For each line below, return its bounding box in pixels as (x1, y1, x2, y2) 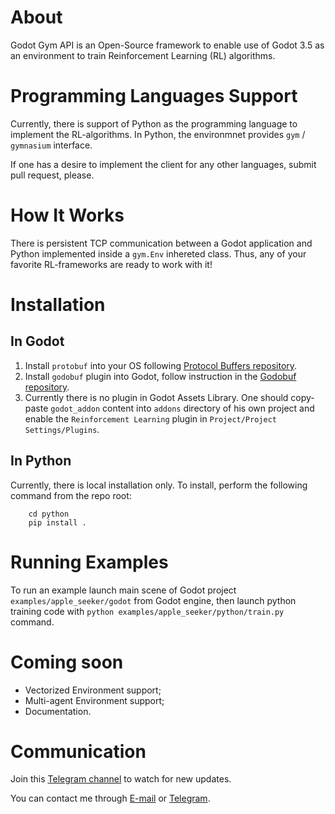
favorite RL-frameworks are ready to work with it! (10, 258, 213, 270)
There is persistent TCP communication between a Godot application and (10, 237, 313, 249)
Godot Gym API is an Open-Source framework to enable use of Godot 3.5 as (10, 39, 325, 51)
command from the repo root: (10, 489, 132, 501)
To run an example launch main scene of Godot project (10, 584, 237, 596)
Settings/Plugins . (24, 423, 100, 435)
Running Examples (10, 551, 169, 573)
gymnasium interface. (10, 139, 93, 151)
